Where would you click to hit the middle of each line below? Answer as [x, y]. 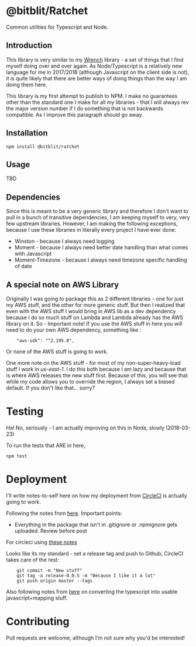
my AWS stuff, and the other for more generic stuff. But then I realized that [96, 305]
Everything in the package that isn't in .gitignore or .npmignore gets [96, 524]
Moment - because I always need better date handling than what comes [101, 248]
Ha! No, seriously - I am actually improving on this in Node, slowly [85, 428]
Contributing [38, 621]
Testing [25, 411]
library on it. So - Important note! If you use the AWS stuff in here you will [94, 323]
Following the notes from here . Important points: [64, 513]
